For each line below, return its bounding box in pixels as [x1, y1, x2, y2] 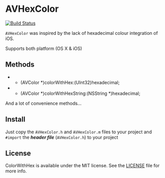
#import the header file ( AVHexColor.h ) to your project [5, 134, 119, 140]
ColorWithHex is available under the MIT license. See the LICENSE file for [5, 163, 160, 169]
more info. [5, 168, 27, 174]
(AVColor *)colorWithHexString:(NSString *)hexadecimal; [20, 90, 140, 96]
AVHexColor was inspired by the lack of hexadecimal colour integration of [5, 30, 158, 36]
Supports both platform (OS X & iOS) [5, 45, 83, 51]
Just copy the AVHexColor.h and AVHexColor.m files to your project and [5, 129, 152, 135]
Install [5, 115, 26, 124]
